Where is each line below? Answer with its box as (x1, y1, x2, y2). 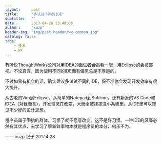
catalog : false (5, 35, 36, 39)
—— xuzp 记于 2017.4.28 (5, 133, 55, 139)
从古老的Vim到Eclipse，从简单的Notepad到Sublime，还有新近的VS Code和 (5, 94, 156, 100)
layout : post (5, 7, 40, 12)
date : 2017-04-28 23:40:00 (5, 20, 73, 26)
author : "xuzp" (5, 25, 45, 30)
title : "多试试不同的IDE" (5, 12, 64, 17)
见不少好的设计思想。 (5, 107, 48, 112)
